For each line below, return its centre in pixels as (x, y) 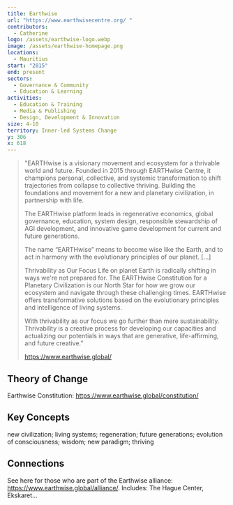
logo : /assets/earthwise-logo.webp (59, 40)
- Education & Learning (48, 91)
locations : (23, 53)
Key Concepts (38, 417)
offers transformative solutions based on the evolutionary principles (122, 300)
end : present (26, 72)
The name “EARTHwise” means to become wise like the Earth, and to (123, 250)
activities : (24, 98)
